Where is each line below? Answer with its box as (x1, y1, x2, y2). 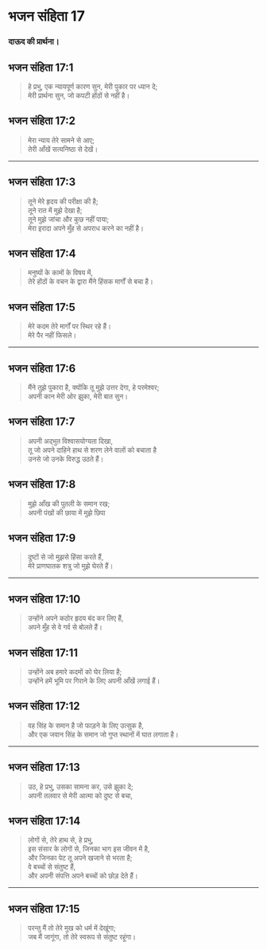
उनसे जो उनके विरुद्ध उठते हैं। (27, 454, 104, 464)
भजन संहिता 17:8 (8, 477, 76, 492)
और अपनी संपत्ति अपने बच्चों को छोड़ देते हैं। (27, 871, 139, 881)
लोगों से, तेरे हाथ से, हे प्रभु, (27, 835, 94, 845)
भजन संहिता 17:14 (8, 815, 81, 828)
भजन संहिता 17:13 (8, 761, 81, 774)
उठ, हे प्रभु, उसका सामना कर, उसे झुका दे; (27, 781, 133, 791)
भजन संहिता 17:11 (8, 646, 78, 660)
